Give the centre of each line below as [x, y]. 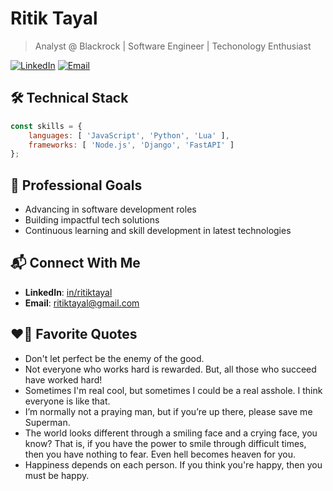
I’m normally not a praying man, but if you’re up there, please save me [168, 411]
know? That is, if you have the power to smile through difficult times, [165, 443]
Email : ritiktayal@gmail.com [82, 303]
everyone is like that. [67, 401]
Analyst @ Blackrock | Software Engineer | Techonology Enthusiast [173, 46]
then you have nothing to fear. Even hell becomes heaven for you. [160, 454]
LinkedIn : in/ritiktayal [68, 292]
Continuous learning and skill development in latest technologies [158, 231]
